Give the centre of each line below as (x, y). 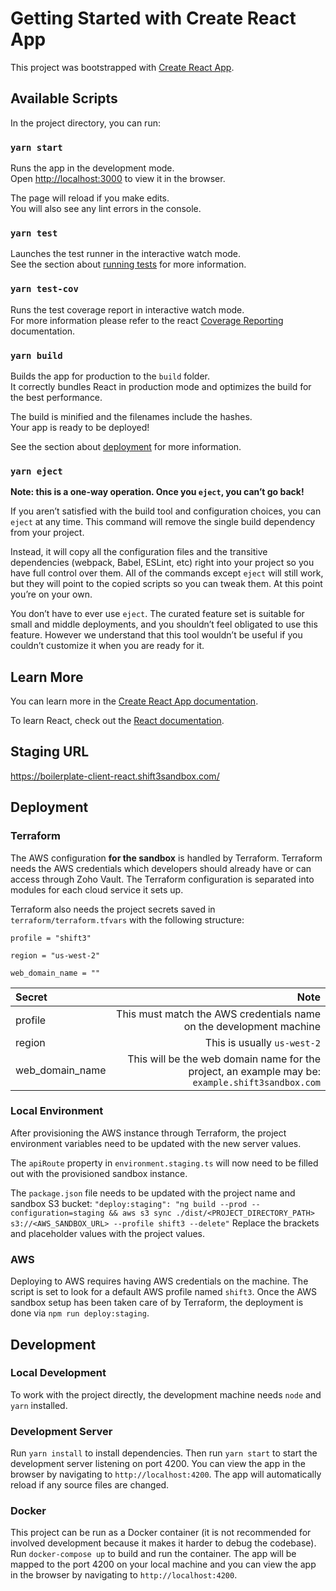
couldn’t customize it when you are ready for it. (107, 646)
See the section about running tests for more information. (128, 264)
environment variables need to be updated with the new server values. (156, 1143)
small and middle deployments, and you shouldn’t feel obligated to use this (164, 624)
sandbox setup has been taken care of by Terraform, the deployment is (157, 1303)
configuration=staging (57, 1213)
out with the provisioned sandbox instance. (99, 1173)
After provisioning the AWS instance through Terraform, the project (148, 1133)
